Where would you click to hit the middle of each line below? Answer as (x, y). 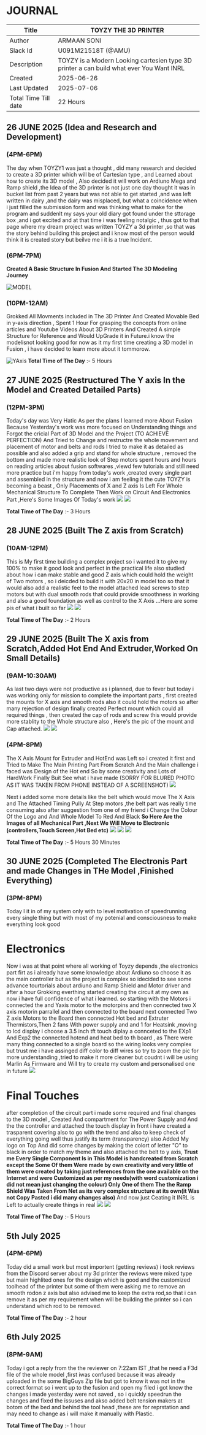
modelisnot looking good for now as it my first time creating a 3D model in (100, 342)
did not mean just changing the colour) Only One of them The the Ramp (99, 1185)
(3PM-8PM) (24, 898)
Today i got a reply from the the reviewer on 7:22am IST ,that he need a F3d (102, 1368)
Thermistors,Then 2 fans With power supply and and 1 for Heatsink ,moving (102, 1025)
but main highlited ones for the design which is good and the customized (98, 1280)
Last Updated (29, 88)
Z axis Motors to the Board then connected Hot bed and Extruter (88, 1018)
